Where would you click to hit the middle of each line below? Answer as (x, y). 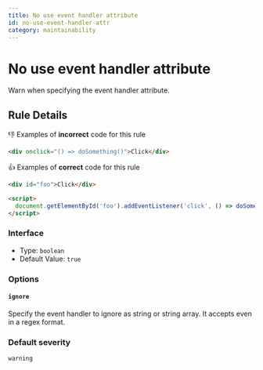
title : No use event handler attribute (73, 15)
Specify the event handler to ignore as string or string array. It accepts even (130, 314)
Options (23, 279)
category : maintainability (52, 30)
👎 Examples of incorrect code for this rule (77, 135)
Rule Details (38, 115)
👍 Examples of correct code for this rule (74, 167)
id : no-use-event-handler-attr (59, 23)
